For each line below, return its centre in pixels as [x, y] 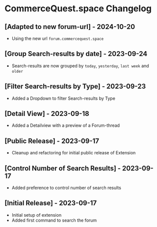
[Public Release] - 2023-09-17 [52, 141]
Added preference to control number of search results [66, 188]
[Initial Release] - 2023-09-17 [51, 203]
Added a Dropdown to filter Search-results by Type [64, 98]
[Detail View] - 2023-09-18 [47, 114]
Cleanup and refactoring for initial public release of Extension [74, 153]
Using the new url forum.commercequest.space [58, 38]
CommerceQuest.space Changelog [78, 9]
